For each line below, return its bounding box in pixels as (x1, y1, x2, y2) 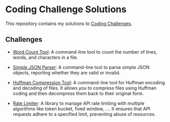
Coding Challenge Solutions (5, 4, 127, 15)
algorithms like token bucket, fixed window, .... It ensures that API (12, 106, 151, 112)
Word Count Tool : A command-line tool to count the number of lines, (12, 48, 158, 55)
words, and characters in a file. (12, 54, 78, 60)
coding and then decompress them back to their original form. (12, 90, 144, 96)
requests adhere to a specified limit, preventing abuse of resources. (12, 111, 156, 117)
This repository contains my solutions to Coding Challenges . (5, 20, 133, 27)
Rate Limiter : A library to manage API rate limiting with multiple (12, 100, 145, 106)
